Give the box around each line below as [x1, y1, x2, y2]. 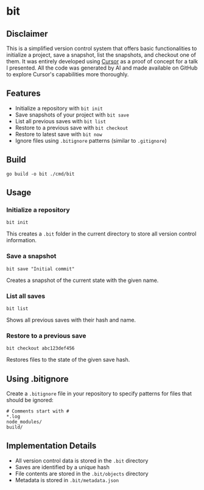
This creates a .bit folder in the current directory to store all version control [6, 230, 197, 237]
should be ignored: [6, 397, 54, 404]
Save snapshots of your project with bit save [15, 111, 130, 118]
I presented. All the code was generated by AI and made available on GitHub [6, 64, 198, 71]
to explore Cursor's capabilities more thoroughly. [6, 71, 129, 77]
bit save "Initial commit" [6, 265, 75, 272]
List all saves [6, 292, 46, 300]
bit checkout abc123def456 [6, 345, 75, 351]
